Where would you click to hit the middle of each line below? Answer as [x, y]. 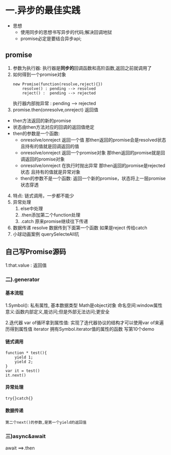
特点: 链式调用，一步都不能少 [43, 195]
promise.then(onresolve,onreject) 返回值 [55, 110]
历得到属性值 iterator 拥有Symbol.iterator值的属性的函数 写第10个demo [80, 329]
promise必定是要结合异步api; [51, 38]
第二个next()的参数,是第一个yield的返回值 [46, 423]
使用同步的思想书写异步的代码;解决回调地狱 [66, 32]
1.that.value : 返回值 [26, 265]
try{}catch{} [19, 399]
